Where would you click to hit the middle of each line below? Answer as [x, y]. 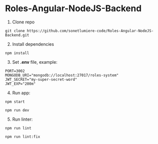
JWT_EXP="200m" [20, 84]
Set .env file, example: [35, 62]
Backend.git [17, 35]
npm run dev [17, 110]
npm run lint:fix [23, 137]
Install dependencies [33, 44]
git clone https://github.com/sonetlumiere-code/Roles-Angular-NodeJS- [79, 31]
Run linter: [22, 119]
